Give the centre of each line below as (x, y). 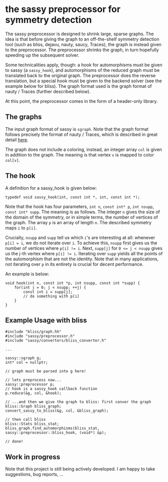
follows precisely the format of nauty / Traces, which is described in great (81, 134)
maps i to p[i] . (21, 228)
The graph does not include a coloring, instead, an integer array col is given (83, 149)
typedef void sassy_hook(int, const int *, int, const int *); (73, 197)
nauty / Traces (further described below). (48, 91)
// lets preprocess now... (33, 380)
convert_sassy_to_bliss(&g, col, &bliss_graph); (57, 411)
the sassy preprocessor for (63, 9)
